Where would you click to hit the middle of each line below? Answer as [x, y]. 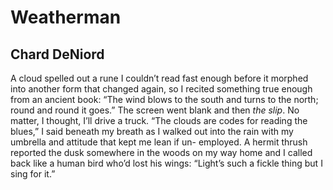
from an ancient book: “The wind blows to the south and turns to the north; [164, 99]
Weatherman [66, 17]
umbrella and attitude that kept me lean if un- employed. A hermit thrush [159, 142]
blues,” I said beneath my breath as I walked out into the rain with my [152, 131]
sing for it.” [33, 174]
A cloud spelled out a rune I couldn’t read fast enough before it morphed [159, 78]
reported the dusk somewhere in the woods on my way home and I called [161, 152]
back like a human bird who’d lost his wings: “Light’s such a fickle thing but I [166, 163]
